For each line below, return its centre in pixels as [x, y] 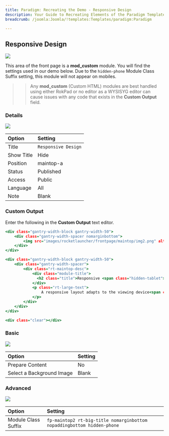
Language [20, 188]
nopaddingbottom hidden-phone [83, 425]
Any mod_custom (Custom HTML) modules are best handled [93, 86]
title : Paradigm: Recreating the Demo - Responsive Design [68, 10]
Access [17, 180]
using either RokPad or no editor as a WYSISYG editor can [90, 92]
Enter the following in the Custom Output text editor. [60, 222]
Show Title [20, 155]
